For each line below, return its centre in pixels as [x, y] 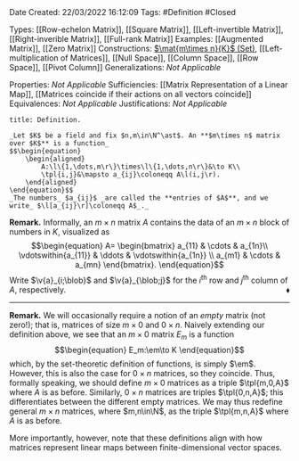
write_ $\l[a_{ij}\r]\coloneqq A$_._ [79, 206]
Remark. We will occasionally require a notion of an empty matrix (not [137, 315]
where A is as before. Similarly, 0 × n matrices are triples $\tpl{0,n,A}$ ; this [146, 392]
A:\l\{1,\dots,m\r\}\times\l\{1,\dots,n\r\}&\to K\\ [141, 167]
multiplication [34, 58]
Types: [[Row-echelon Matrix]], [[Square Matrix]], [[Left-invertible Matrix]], [146, 29]
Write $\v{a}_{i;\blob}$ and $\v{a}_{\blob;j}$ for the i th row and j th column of [149, 280]
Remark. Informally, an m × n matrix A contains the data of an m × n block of [149, 222]
